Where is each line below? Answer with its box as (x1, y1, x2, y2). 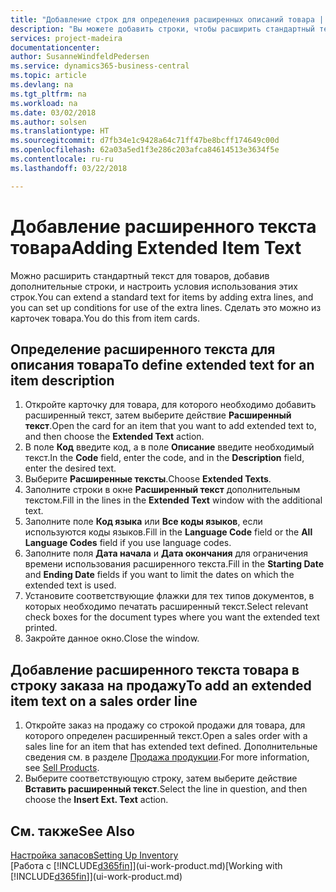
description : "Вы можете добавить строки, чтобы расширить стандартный (10, 24, 315, 34)
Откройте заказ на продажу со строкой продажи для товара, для (24, 719, 306, 731)
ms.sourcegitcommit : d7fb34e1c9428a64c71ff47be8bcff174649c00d (10, 136, 280, 146)
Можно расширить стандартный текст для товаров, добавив (10, 269, 270, 281)
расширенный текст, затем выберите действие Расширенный (24, 409, 292, 421)
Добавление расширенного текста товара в (10, 661, 300, 678)
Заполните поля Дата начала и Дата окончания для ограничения (24, 547, 309, 560)
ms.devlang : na (10, 80, 74, 90)
